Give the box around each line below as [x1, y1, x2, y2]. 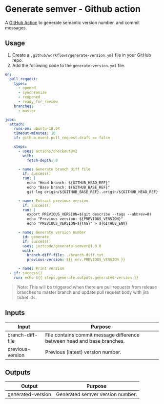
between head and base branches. [45, 337, 125, 344]
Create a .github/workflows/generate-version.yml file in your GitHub [12, 52, 151, 58]
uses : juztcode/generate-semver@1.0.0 [22, 243, 102, 248]
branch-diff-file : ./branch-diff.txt [26, 253, 104, 258]
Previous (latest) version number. [45, 349, 122, 356]
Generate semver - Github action [5, 3, 141, 15]
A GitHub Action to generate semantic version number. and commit [5, 20, 140, 25]
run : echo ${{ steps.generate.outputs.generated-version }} [14, 275, 139, 280]
